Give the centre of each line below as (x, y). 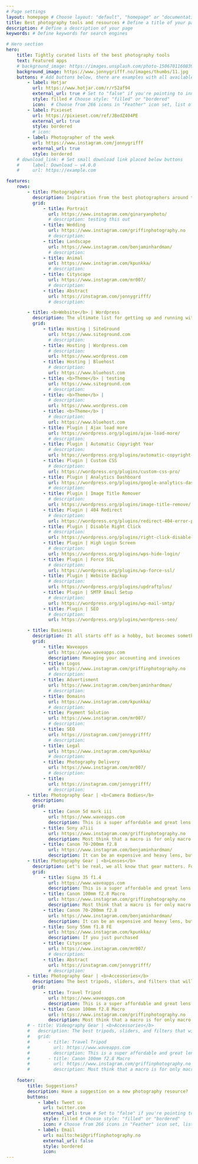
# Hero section (25, 44)
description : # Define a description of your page (70, 28)
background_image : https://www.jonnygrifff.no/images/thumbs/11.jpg (103, 71)
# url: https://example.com (56, 171)
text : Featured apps (42, 61)
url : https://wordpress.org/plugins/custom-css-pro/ (114, 472)
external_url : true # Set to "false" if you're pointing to (108, 94)
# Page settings (26, 12)
